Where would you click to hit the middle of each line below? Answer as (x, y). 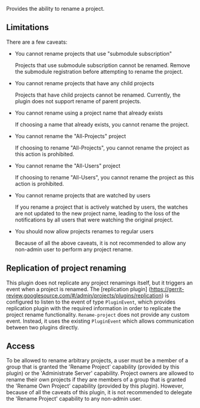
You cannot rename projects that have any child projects (84, 83)
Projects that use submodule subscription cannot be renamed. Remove (102, 65)
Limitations (28, 27)
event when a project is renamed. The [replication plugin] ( (78, 289)
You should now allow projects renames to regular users (84, 231)
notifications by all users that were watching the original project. (94, 220)
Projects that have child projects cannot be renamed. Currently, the (98, 95)
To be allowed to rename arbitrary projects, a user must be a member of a (97, 361)
